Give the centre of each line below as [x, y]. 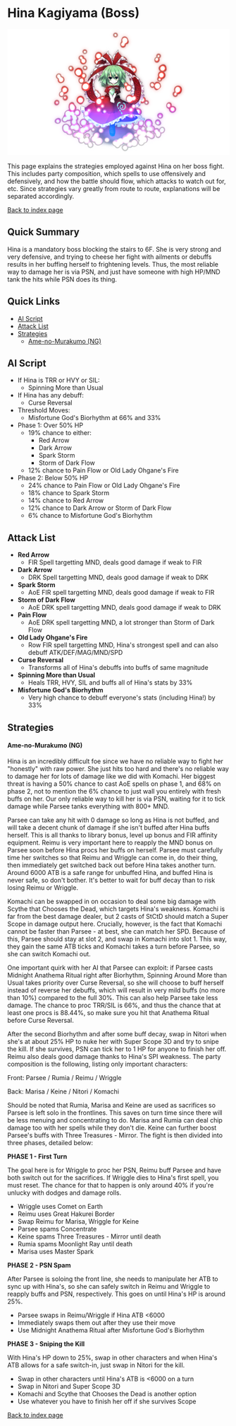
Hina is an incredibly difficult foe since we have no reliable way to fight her [116, 761]
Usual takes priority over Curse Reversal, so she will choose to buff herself [116, 982]
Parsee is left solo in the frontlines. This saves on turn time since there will [115, 1113]
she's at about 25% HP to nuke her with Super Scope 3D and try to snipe [113, 1041]
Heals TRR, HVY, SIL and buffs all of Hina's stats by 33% [110, 683]
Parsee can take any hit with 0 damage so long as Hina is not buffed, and [113, 820]
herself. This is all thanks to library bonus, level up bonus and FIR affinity [112, 835]
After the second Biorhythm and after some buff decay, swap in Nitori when [117, 1033]
